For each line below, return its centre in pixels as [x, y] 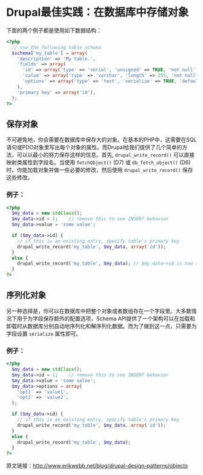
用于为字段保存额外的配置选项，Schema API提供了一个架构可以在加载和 [106, 318]
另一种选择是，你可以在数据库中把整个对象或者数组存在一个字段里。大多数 [99, 311]
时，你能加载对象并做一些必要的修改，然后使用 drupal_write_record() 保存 [100, 170]
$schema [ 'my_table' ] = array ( [50, 53]
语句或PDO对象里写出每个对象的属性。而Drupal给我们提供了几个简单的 [94, 147]
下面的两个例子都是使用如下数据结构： [54, 30]
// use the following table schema [56, 47]
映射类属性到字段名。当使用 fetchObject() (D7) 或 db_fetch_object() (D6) [98, 162]
